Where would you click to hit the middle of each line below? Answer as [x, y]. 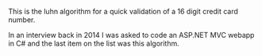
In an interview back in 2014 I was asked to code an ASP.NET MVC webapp [131, 35]
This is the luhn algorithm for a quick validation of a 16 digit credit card [123, 11]
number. [22, 20]
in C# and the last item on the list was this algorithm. [94, 43]
